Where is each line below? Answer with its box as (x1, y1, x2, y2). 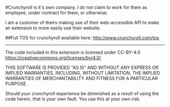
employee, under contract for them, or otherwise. (5, 10, 108, 16)
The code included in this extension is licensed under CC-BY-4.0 (5, 49, 141, 55)
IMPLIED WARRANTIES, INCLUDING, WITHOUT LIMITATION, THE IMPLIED (5, 70, 160, 76)
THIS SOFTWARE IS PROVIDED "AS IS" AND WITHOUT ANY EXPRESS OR (5, 64, 159, 70)
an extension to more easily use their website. (5, 25, 101, 31)
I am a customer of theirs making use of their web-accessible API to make (5, 20, 159, 25)
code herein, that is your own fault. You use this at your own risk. (5, 96, 141, 102)
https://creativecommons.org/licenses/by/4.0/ (5, 55, 101, 60)
